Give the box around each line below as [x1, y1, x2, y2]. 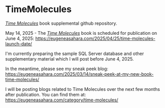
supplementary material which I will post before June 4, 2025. [5, 56, 134, 62]
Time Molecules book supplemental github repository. [5, 20, 118, 26]
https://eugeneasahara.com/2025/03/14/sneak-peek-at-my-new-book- [5, 71, 154, 77]
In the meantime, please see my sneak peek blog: [5, 66, 108, 72]
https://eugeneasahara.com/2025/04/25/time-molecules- [35, 35, 155, 41]
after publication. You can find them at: [5, 91, 86, 97]
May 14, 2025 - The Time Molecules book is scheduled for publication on [5, 30, 157, 36]
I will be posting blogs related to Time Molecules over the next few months [5, 86, 160, 92]
